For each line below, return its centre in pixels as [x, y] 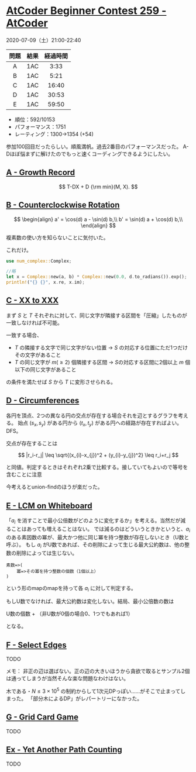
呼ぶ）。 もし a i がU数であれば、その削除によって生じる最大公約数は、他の [95, 545]
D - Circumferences [43, 401]
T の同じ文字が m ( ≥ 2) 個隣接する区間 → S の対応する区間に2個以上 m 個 [102, 362]
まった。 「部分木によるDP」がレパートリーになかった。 [74, 698]
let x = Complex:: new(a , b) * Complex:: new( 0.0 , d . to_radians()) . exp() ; [97, 277]
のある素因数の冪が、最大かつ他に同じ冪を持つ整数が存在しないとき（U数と [98, 537]
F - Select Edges [37, 645]
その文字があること [38, 354]
